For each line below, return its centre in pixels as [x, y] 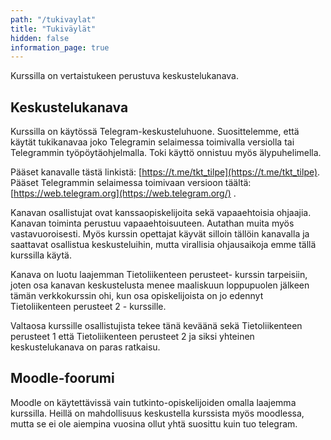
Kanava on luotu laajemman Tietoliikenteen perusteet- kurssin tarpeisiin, [159, 275]
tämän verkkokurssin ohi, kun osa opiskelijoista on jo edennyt [137, 296]
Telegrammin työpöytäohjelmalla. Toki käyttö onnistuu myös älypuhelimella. [166, 153]
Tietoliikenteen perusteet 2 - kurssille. [88, 307]
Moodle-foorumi [62, 378]
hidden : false [40, 38]
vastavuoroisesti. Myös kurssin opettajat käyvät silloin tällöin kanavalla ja [160, 234]
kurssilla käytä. [41, 255]
